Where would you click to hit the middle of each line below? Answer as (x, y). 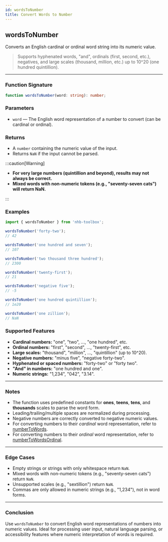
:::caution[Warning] (25, 163)
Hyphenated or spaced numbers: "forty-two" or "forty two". (75, 363)
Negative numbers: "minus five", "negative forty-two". (69, 358)
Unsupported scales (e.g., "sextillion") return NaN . (63, 484)
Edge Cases (20, 458)
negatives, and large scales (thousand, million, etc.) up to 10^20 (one (88, 62)
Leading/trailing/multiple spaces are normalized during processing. (81, 413)
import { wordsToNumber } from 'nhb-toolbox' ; (54, 222)
